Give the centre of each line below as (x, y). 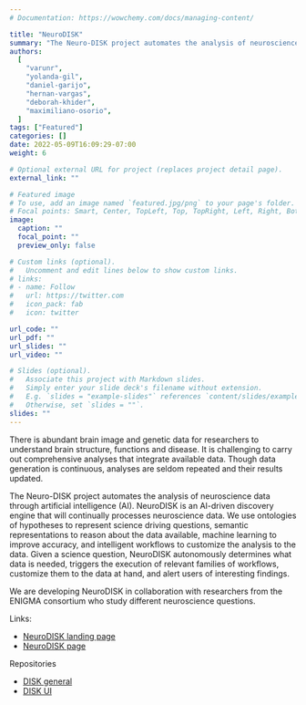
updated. (26, 478)
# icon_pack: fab (46, 305)
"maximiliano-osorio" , (69, 110)
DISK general (47, 681)
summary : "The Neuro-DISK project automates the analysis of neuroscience (154, 43)
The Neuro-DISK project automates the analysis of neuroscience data (140, 496)
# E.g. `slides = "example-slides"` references (106, 397)
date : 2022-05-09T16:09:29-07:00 (73, 145)
